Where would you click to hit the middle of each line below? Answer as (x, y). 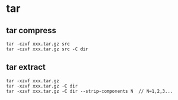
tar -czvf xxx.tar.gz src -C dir (47, 49)
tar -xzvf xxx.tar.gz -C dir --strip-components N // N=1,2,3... (90, 91)
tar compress (31, 30)
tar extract (26, 67)
